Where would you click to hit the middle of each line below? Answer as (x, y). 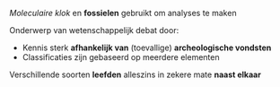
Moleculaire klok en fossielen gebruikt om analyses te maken (123, 13)
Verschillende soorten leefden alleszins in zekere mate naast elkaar (136, 74)
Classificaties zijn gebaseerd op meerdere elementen (121, 57)
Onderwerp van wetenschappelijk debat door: (94, 30)
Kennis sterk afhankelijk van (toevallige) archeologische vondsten (147, 48)
